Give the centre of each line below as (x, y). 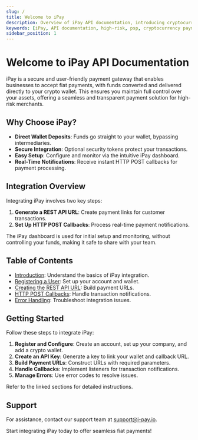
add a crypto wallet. (39, 350)
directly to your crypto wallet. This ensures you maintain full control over (94, 91)
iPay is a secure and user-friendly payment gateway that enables (85, 79)
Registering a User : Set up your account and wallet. (77, 281)
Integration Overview (46, 186)
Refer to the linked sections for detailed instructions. (70, 387)
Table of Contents (40, 261)
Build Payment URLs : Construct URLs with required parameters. (93, 363)
